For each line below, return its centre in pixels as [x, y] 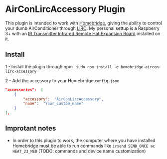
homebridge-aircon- [141, 67]
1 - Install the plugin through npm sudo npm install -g [62, 66]
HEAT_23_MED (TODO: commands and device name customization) [79, 151]
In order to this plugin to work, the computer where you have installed [84, 140]
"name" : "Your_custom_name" [53, 104]
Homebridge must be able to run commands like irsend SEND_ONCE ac [84, 146]
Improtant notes [31, 128]
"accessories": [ [24, 90]
